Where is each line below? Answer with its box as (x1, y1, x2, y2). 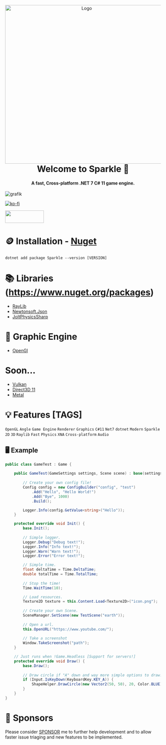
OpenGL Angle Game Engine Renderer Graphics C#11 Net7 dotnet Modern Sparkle (5, 427, 160, 432)
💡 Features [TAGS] (5, 409, 83, 421)
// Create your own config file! (23, 480, 92, 486)
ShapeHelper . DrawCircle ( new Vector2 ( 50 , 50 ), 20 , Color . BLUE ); (31, 682, 165, 687)
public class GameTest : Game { (5, 462, 72, 467)
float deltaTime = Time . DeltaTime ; (23, 567, 96, 572)
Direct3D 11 (12, 386, 36, 392)
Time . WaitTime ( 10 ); (23, 585, 63, 590)
